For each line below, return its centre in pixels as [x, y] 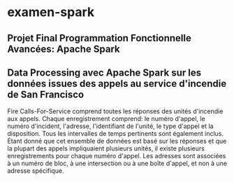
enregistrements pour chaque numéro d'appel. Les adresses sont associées [117, 156]
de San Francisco [46, 94]
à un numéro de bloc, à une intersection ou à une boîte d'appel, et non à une [117, 163]
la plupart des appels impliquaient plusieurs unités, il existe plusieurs [106, 148]
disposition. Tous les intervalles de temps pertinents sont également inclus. [116, 134]
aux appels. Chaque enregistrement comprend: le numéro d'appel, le [106, 119]
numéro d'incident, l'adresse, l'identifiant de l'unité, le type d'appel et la [110, 126]
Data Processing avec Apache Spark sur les [104, 72]
